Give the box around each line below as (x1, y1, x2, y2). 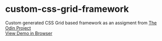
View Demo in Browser (5, 30, 53, 36)
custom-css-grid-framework (5, 3, 129, 15)
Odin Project (5, 25, 31, 31)
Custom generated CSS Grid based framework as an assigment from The (5, 20, 157, 26)
